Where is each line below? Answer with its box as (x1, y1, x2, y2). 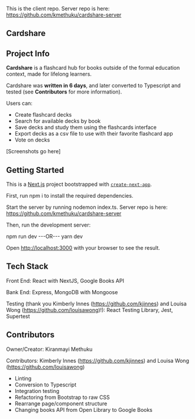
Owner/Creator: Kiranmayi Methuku (6, 346, 93, 353)
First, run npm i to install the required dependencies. (6, 192, 134, 199)
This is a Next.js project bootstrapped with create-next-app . (6, 181, 152, 188)
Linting (14, 375, 32, 382)
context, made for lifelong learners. (6, 70, 92, 78)
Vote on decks (14, 136, 50, 144)
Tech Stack (6, 262, 48, 272)
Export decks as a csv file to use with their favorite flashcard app (14, 130, 173, 137)
